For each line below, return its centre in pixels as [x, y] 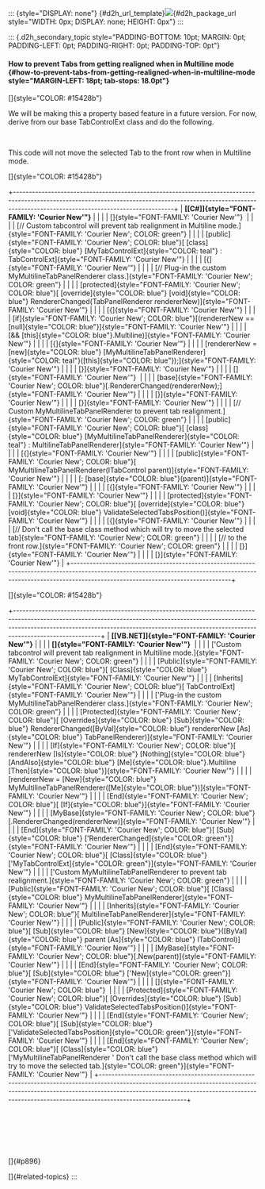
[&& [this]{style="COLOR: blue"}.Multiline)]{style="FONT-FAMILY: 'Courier [129, 335]
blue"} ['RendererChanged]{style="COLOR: [133, 838]
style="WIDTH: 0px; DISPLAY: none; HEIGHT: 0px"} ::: [96, 21]
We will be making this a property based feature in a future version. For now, [132, 114]
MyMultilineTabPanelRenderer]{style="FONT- [159, 898]
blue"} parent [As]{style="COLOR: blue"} [129, 940]
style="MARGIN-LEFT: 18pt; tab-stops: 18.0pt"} [89, 80]
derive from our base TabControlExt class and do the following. [111, 122]
